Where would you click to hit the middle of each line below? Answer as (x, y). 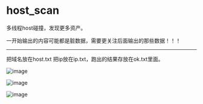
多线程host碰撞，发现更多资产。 (46, 28)
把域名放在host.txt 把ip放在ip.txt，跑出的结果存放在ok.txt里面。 (85, 59)
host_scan (33, 11)
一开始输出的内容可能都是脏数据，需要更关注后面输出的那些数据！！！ (94, 40)
